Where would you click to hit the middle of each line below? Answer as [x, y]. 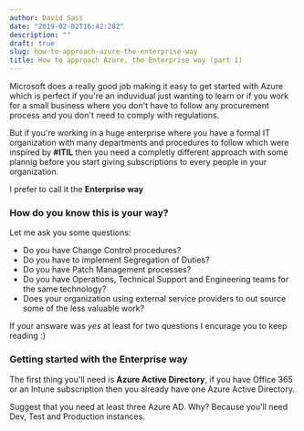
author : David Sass [47, 18]
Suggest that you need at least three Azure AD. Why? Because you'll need [149, 406]
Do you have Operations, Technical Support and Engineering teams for [156, 280]
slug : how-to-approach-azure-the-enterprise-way [104, 52]
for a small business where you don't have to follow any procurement [139, 105]
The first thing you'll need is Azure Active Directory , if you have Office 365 [152, 379]
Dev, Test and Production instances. [78, 416]
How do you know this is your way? [89, 212]
